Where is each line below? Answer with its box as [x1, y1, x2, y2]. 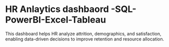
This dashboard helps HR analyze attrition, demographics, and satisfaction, [5, 30, 161, 36]
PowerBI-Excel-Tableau [5, 14, 106, 25]
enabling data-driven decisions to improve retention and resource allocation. [5, 36, 164, 42]
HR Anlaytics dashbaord [5, 3, 109, 15]
